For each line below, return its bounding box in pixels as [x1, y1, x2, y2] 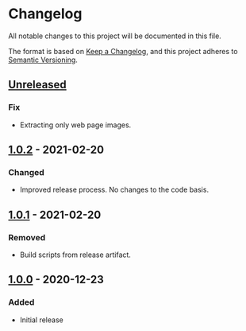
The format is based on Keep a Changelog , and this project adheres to [8, 46, 238, 56]
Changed [8, 166, 45, 177]
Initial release [19, 315, 63, 325]
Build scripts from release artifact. [19, 250, 131, 259]
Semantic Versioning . [8, 55, 78, 64]
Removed [8, 232, 46, 243]
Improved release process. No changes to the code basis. [19, 185, 209, 195]
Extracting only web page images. [19, 120, 132, 130]
